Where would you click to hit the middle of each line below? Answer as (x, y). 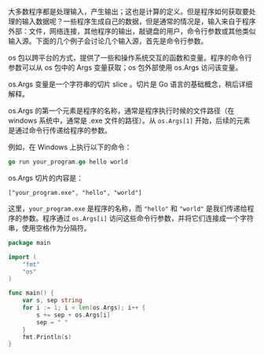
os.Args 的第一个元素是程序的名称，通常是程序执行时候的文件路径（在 (121, 111)
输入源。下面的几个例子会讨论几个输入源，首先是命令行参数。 (108, 41)
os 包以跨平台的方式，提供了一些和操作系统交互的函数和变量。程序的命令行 (130, 58)
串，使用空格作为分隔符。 (49, 228)
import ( (22, 257)
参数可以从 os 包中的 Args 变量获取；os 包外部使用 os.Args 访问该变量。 (125, 68)
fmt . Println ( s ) (47, 337)
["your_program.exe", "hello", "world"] (75, 192)
